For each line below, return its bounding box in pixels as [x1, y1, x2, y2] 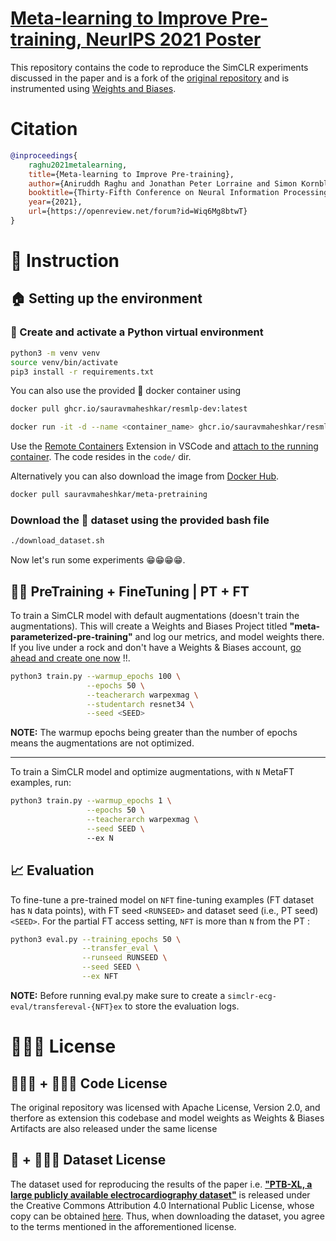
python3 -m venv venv [10, 348, 101, 358]
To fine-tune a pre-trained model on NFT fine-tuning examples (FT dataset [10, 893, 315, 906]
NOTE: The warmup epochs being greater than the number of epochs [10, 727, 298, 739]
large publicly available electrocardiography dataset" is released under [10, 1188, 311, 1201]
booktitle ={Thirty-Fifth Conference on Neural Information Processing [28, 188, 329, 198]
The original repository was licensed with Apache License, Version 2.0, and [10, 1101, 321, 1113]
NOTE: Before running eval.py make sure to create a [10, 989, 226, 1001]
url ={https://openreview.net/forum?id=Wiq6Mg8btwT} [28, 207, 248, 217]
